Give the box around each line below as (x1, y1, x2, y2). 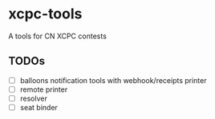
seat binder (19, 102, 59, 112)
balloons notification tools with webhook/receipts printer (19, 75, 207, 85)
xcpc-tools (8, 5, 83, 23)
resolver (19, 93, 48, 103)
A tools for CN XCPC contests (8, 31, 107, 41)
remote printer (19, 85, 68, 94)
